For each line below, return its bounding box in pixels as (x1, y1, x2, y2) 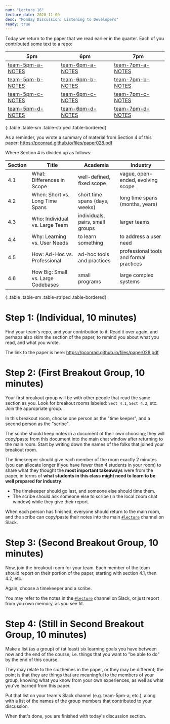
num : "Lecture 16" (5, 7, 44, 13)
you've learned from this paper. (5, 683, 71, 688)
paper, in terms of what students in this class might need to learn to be (5, 473, 156, 479)
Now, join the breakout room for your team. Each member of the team (5, 565, 150, 571)
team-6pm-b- (61, 76, 97, 83)
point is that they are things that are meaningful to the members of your (5, 672, 154, 678)
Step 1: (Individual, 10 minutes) (5, 312, 137, 324)
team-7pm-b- (114, 76, 150, 83)
